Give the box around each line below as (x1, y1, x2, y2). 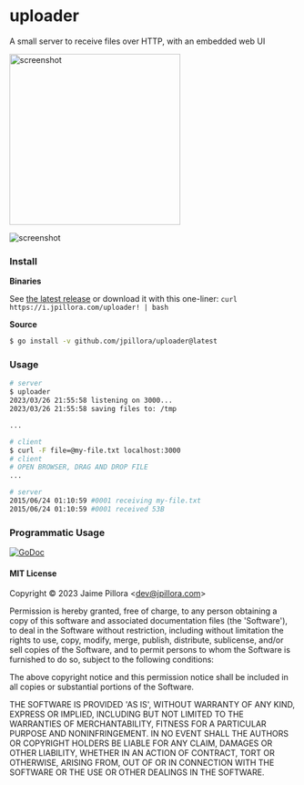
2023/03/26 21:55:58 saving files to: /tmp (9, 405, 177, 414)
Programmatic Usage (9, 526, 106, 539)
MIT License (9, 567, 57, 579)
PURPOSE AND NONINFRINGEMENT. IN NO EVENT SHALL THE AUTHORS (9, 728, 289, 739)
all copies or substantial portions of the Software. (9, 681, 194, 693)
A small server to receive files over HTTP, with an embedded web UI (9, 36, 266, 46)
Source (9, 319, 38, 330)
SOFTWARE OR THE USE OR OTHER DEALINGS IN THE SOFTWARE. (9, 767, 265, 778)
